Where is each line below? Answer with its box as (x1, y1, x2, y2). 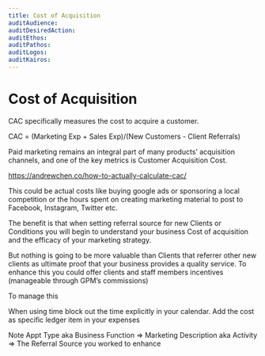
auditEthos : (8, 33, 47, 42)
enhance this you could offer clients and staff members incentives (8, 267, 224, 277)
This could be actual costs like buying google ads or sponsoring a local (8, 186, 240, 195)
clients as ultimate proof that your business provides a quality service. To (8, 258, 247, 268)
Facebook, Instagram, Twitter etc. (8, 203, 118, 212)
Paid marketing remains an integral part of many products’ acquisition (8, 147, 236, 156)
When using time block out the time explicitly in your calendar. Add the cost (8, 306, 255, 316)
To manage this (8, 291, 59, 300)
